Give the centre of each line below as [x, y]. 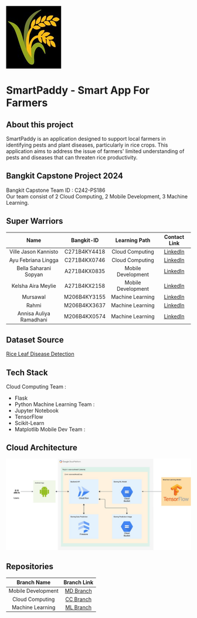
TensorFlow [29, 417]
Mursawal [34, 297]
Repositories [30, 566]
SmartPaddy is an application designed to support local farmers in [86, 139]
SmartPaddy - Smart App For [78, 90]
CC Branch [79, 599]
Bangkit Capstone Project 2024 [64, 176]
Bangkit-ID [85, 240]
